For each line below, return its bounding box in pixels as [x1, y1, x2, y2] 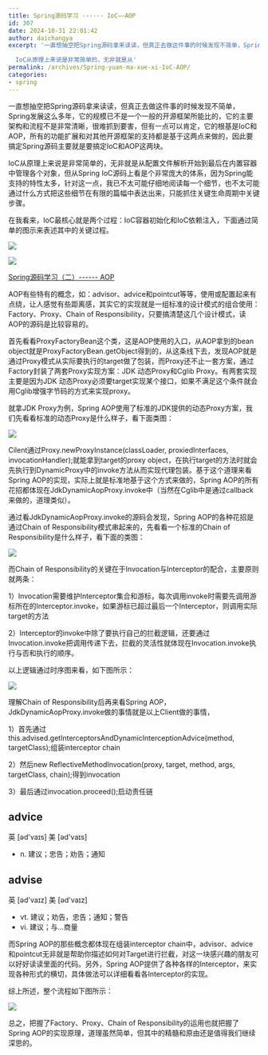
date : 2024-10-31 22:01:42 [8, 26, 98, 34]
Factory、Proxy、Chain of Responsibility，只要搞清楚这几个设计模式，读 [8, 309, 246, 318]
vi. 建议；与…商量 [19, 922, 78, 932]
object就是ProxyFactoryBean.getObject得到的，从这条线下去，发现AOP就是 [8, 346, 257, 356]
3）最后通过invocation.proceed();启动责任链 [8, 786, 154, 796]
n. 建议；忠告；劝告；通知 [19, 849, 106, 859]
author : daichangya [8, 34, 73, 42]
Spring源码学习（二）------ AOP [8, 272, 115, 282]
